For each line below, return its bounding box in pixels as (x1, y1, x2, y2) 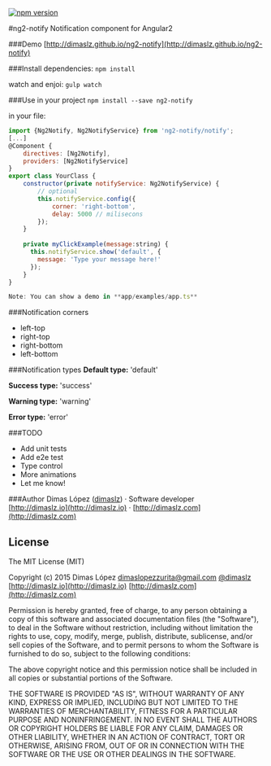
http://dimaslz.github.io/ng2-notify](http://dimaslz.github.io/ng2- (45, 39, 263, 49)
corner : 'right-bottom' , (51, 202, 136, 211)
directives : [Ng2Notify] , (23, 149, 111, 158)
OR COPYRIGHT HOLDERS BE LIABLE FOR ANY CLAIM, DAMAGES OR (8, 724, 243, 733)
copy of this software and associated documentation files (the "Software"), (8, 615, 260, 624)
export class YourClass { (8, 172, 96, 181)
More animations (19, 470, 77, 479)
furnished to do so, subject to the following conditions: (8, 649, 191, 659)
